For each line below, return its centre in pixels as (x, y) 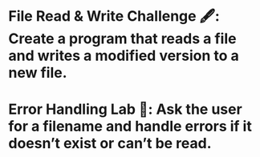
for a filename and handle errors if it (130, 127)
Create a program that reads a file (122, 39)
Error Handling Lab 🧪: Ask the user (125, 109)
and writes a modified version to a (124, 56)
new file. (38, 73)
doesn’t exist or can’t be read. (110, 144)
